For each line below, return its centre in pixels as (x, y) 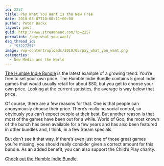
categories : (17, 55)
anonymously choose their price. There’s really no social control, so (73, 109)
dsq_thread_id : (21, 41)
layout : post (18, 28)
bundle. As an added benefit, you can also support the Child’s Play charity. (80, 149)
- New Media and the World (37, 60)
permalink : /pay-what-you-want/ (38, 37)
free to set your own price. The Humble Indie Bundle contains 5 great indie (80, 79)
